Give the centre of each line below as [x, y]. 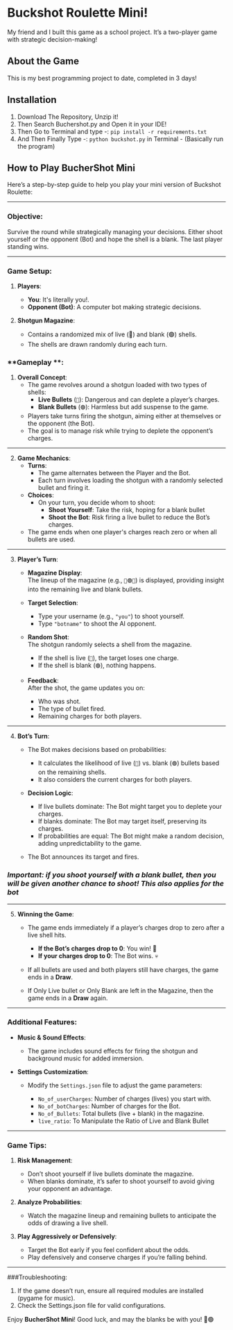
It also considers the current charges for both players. [115, 780]
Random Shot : [48, 637]
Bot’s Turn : [33, 736]
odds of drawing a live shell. [68, 1223]
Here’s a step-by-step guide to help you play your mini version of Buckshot [114, 185]
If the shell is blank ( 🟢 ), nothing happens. [97, 666]
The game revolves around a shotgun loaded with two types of [117, 385]
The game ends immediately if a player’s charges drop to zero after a [126, 927]
